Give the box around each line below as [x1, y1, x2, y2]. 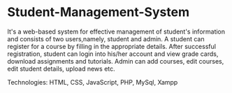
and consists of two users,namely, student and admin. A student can [7, 34, 205, 43]
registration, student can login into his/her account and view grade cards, [7, 50, 219, 58]
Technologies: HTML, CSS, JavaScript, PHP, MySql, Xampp [7, 78, 178, 86]
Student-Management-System [7, 4, 190, 20]
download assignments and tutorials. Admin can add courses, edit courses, [7, 57, 224, 65]
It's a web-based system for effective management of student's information [7, 27, 226, 36]
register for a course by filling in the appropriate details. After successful [7, 42, 217, 50]
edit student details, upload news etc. [7, 64, 115, 73]
